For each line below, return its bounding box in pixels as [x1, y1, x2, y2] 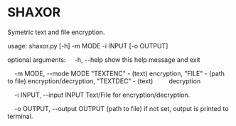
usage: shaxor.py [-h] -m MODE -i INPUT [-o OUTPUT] [7, 41, 168, 50]
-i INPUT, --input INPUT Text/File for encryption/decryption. [14, 90, 191, 99]
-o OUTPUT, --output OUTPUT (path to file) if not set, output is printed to [14, 104, 229, 112]
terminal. [7, 112, 33, 120]
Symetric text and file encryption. [7, 28, 105, 36]
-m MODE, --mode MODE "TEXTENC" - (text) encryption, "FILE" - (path [14, 69, 225, 78]
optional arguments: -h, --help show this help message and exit [7, 55, 200, 64]
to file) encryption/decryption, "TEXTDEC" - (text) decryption [7, 76, 201, 85]
